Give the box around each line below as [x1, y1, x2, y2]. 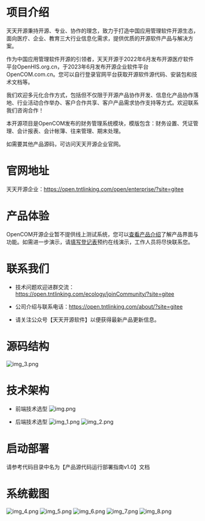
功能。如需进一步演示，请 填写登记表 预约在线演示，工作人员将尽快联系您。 [6, 238, 193, 246]
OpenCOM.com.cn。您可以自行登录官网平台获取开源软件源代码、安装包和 [6, 70, 192, 78]
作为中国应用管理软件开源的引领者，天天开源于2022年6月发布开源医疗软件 [6, 55, 194, 62]
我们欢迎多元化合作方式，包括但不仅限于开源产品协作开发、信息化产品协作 [6, 91, 193, 99]
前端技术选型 [15, 405, 48, 412]
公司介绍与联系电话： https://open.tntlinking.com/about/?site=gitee [15, 302, 183, 310]
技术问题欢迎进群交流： [15, 283, 74, 291]
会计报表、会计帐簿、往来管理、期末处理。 [16, 127, 124, 135]
